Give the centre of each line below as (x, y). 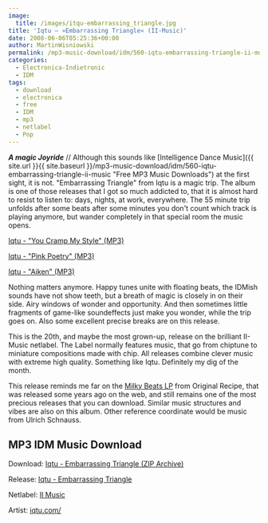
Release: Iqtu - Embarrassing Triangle (70, 479)
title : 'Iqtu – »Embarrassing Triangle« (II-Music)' (98, 30)
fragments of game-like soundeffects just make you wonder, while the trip (130, 312)
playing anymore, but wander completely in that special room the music (126, 216)
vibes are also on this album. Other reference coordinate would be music (128, 411)
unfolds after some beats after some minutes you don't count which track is (132, 208)
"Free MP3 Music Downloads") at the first (181, 174)
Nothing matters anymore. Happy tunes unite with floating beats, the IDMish (133, 287)
